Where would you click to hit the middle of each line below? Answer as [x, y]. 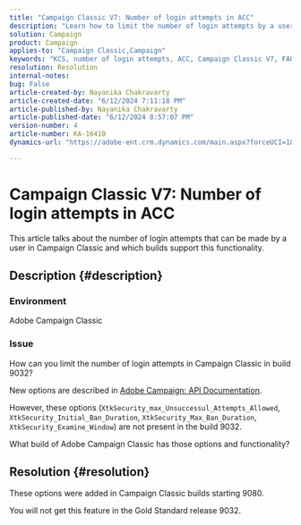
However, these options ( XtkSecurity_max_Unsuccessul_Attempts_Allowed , [145, 407]
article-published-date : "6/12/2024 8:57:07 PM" [102, 117]
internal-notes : [39, 76]
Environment [38, 301]
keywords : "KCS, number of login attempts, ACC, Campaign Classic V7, [144, 59]
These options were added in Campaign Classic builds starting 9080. [137, 494]
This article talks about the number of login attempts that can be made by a [148, 238]
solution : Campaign [46, 34]
